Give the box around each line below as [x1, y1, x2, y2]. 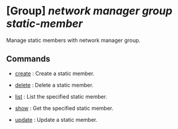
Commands [6, 54, 51, 64]
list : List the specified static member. [14, 93, 108, 100]
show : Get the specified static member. [14, 105, 114, 112]
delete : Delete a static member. [14, 81, 94, 88]
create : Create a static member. [14, 70, 95, 77]
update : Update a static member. [14, 116, 98, 123]
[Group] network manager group [6, 4, 173, 18]
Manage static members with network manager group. [6, 36, 141, 44]
